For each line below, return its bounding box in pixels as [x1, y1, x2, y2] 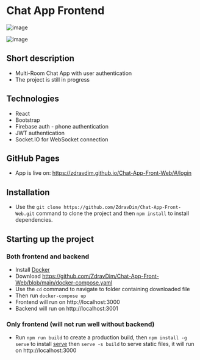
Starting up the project [6, 234, 95, 244]
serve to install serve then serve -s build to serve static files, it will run [15, 341, 195, 348]
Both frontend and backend [6, 252, 90, 261]
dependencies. [15, 216, 53, 224]
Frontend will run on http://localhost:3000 [15, 298, 120, 305]
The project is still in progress [15, 76, 90, 83]
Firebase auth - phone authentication [15, 122, 109, 130]
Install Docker [15, 266, 50, 273]
